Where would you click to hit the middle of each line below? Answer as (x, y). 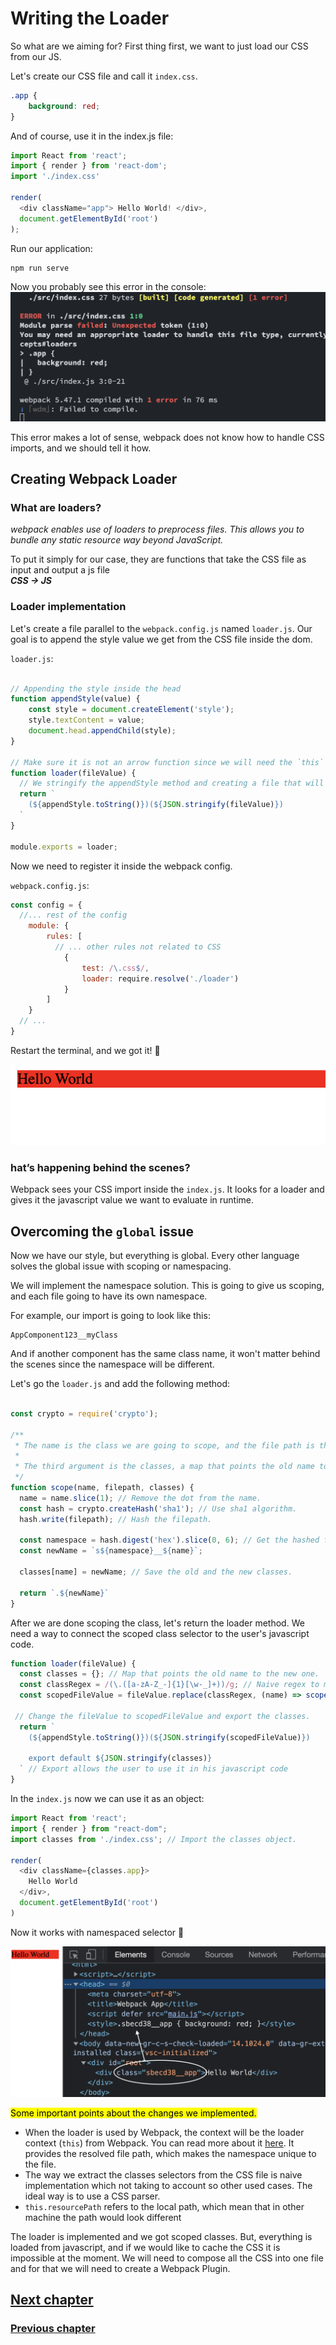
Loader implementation (68, 607)
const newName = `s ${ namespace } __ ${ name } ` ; (111, 1551)
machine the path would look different (103, 2217)
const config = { (46, 905)
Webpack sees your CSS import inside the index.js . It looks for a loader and (167, 1189)
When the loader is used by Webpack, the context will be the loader (164, 2132)
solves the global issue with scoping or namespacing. (121, 1266)
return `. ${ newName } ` (64, 1593)
